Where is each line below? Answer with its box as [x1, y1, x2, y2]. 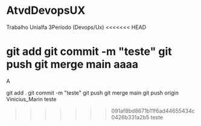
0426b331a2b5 [111, 113, 150, 121]
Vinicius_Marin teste [6, 95, 57, 102]
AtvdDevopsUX [6, 4, 86, 17]
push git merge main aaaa [6, 58, 139, 71]
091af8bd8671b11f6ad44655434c [111, 107, 195, 115]
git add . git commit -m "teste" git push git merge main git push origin [6, 89, 179, 96]
